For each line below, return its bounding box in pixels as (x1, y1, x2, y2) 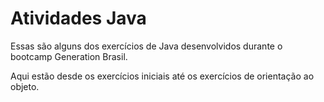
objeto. (10, 80, 40, 92)
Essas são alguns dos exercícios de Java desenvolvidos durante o (10, 40, 283, 52)
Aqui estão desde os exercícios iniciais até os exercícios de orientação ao (10, 70, 315, 82)
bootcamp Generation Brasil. (10, 50, 128, 62)
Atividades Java (10, 7, 147, 30)
